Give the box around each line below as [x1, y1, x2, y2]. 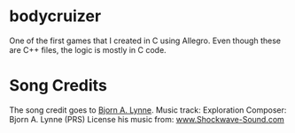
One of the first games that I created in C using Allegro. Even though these [9, 35, 282, 46]
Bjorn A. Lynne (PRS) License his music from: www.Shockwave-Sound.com [9, 114, 285, 124]
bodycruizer [9, 6, 102, 26]
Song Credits [9, 76, 108, 96]
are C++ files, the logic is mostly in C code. [9, 44, 167, 55]
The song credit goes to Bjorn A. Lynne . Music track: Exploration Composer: [9, 104, 287, 115]
